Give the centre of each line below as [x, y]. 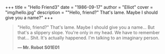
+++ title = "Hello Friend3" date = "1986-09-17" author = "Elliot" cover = [79, 7]
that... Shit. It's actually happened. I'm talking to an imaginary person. [88, 38]
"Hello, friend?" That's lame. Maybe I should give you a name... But [86, 27]
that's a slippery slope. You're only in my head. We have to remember [88, 32]
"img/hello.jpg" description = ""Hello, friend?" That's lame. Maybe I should [82, 12]
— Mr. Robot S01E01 [38, 47]
